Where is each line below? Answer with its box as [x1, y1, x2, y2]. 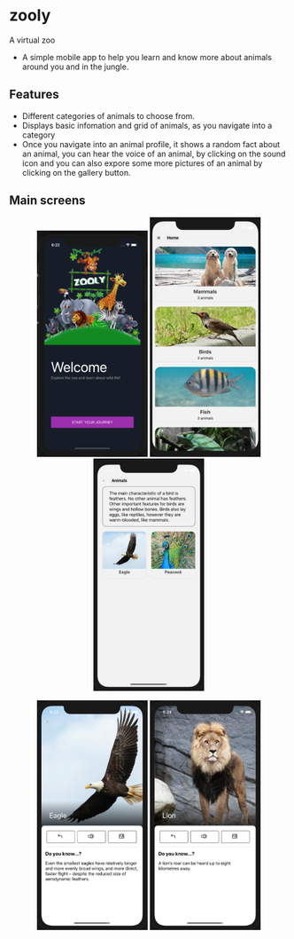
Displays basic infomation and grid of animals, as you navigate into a [21, 120, 273, 130]
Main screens [9, 193, 86, 209]
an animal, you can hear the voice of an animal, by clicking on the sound [21, 148, 286, 159]
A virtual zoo [9, 35, 56, 45]
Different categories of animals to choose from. [21, 110, 195, 121]
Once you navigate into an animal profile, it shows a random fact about [21, 138, 281, 149]
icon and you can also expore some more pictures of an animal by [21, 157, 263, 169]
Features [9, 87, 59, 102]
